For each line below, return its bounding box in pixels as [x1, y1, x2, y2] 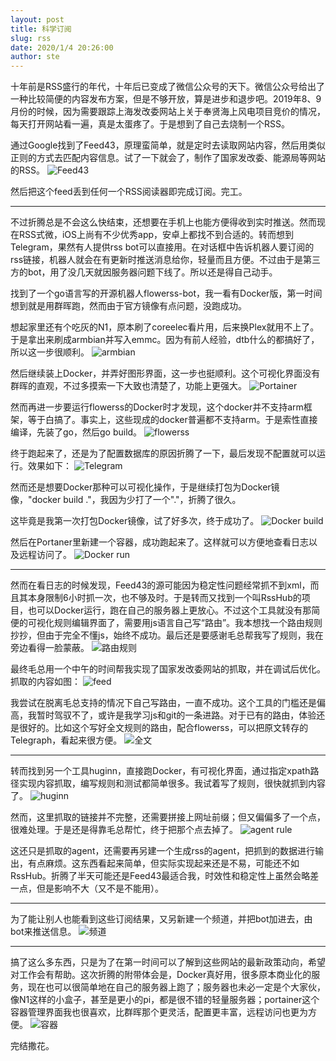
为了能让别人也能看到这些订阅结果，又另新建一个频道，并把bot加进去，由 [10, 913, 313, 925]
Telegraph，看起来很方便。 [10, 734, 123, 746]
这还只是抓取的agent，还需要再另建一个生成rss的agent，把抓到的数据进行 [10, 845, 315, 857]
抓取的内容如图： [10, 676, 81, 688]
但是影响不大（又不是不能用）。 [36, 882, 164, 895]
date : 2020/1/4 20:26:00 [10, 42, 114, 53]
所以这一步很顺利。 [10, 346, 90, 358]
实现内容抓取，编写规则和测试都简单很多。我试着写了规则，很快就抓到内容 [18, 777, 326, 790]
